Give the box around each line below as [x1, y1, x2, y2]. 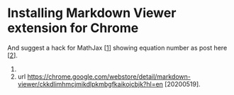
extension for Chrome [7, 20, 139, 36]
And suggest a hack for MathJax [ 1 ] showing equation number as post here [7, 43, 228, 52]
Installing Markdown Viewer [7, 5, 177, 21]
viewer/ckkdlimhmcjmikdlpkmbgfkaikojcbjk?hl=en [17, 79, 163, 88]
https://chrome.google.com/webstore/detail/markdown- [27, 72, 191, 81]
